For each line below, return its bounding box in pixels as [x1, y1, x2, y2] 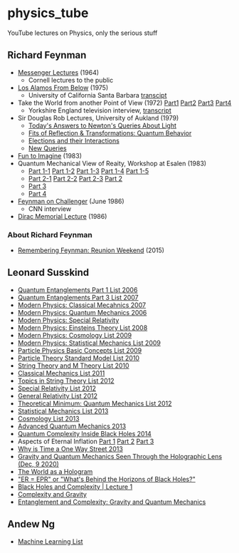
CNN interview [28, 205, 72, 213]
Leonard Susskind [7, 267, 90, 279]
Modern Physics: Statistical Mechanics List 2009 [17, 338, 161, 347]
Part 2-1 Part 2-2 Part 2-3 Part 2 [28, 174, 123, 182]
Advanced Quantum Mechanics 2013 [17, 422, 127, 430]
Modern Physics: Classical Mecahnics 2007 [17, 301, 147, 309]
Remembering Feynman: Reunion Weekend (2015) [17, 246, 165, 254]
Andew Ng [7, 518, 55, 530]
